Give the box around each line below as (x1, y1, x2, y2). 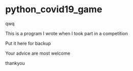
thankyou (5, 60, 25, 66)
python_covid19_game (5, 4, 102, 15)
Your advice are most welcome (5, 50, 70, 56)
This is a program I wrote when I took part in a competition (5, 30, 128, 36)
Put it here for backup (5, 40, 51, 46)
